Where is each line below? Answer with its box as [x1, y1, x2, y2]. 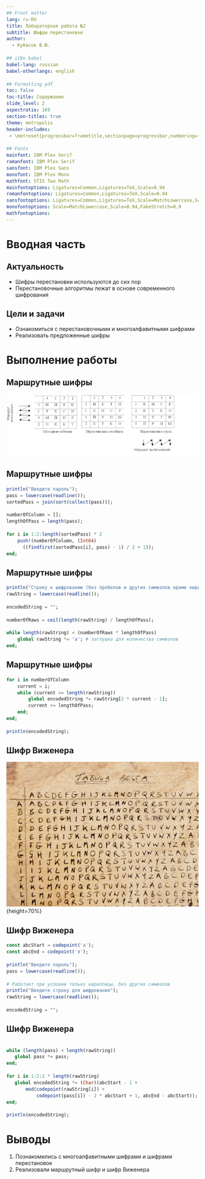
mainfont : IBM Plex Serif [6, 152, 72, 159]
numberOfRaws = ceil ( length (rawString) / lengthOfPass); [6, 616, 154, 623]
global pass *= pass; [14, 1054, 70, 1060]
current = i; [17, 683, 51, 689]
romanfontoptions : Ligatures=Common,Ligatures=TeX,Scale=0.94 [6, 191, 168, 197]
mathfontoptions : [6, 210, 51, 216]
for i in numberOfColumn [6, 677, 70, 683]
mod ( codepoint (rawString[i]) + [25, 1086, 105, 1092]
